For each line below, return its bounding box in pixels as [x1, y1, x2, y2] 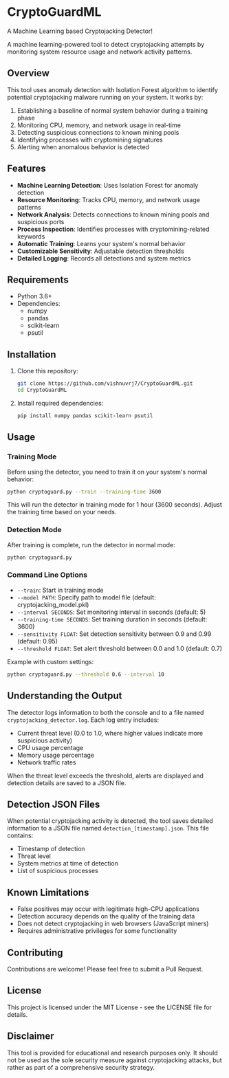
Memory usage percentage [17, 751, 95, 759]
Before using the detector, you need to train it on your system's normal [7, 467, 208, 476]
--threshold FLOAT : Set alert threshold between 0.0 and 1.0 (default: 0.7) [17, 644, 222, 652]
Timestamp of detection [17, 845, 85, 853]
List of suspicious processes [17, 867, 98, 875]
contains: [7, 831, 34, 839]
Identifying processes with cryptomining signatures [17, 135, 163, 144]
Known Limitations [7, 886, 89, 898]
